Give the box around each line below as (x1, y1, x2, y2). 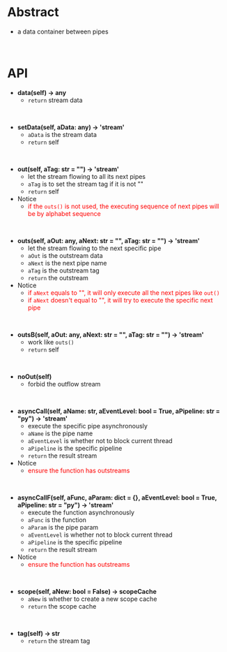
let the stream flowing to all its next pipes (27, 172, 146, 180)
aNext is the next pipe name (27, 259, 107, 267)
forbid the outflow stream (27, 379, 101, 388)
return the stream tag (27, 637, 91, 645)
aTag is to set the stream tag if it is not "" (27, 180, 144, 188)
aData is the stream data (27, 130, 97, 138)
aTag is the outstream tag (27, 266, 100, 275)
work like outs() (27, 338, 75, 346)
